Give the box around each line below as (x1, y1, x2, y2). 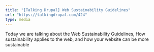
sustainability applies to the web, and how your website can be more (5, 36, 149, 42)
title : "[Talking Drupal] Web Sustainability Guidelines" (5, 7, 131, 13)
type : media (5, 17, 30, 22)
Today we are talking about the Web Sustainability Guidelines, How (5, 31, 146, 37)
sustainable (5, 42, 29, 48)
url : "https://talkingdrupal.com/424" (5, 12, 87, 17)
